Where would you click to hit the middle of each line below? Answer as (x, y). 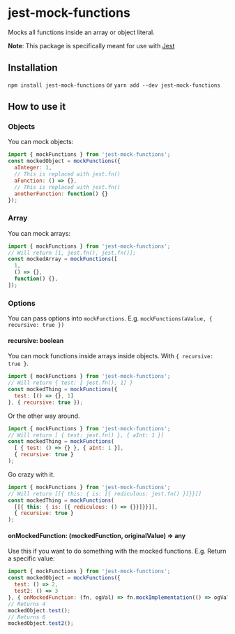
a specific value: (31, 558)
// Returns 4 (27, 604)
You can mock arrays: (39, 233)
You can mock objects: (41, 142)
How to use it (37, 107)
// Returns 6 (27, 617)
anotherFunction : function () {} (61, 194)
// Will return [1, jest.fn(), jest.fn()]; (72, 253)
